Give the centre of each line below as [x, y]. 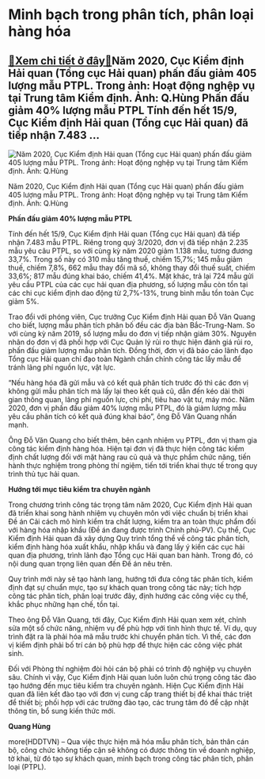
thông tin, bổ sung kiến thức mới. [62, 711]
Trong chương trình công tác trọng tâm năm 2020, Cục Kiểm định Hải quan [131, 505]
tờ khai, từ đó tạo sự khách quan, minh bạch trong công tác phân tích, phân [131, 758]
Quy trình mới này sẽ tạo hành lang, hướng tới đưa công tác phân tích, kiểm [131, 579]
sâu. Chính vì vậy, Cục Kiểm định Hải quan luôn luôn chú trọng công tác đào [132, 677]
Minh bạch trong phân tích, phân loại [131, 15]
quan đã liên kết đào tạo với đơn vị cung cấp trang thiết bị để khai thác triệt [131, 694]
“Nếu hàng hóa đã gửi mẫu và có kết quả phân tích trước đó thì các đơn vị [129, 383]
